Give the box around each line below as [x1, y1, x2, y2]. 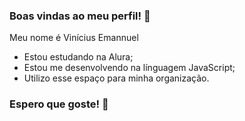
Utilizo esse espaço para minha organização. [23, 72, 210, 84]
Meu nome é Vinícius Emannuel [9, 32, 139, 44]
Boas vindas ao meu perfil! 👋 [9, 9, 151, 23]
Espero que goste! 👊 [9, 97, 109, 111]
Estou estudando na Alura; [23, 51, 134, 63]
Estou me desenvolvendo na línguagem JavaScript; [23, 62, 236, 74]
